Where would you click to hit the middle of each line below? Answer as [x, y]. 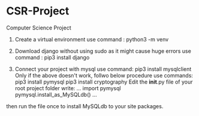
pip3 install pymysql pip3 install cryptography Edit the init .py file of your [104, 82]
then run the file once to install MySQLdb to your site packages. [85, 106]
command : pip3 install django [52, 57]
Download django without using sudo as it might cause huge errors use [103, 51]
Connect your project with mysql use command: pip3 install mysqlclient [103, 69]
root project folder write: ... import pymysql [68, 88]
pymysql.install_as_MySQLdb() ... [56, 94]
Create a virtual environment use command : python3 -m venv [92, 39]
